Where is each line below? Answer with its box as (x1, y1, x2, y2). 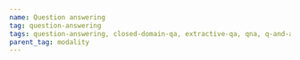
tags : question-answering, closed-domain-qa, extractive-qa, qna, (9, 29, 262, 38)
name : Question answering (9, 12, 105, 22)
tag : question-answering (9, 21, 102, 30)
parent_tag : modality (9, 37, 90, 47)
